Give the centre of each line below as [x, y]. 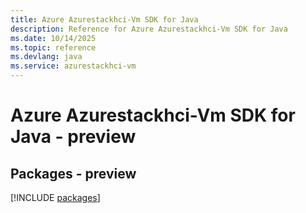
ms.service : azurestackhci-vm [73, 66]
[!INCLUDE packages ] [55, 197]
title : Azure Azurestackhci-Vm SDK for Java [104, 19]
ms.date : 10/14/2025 [53, 38]
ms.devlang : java [46, 57]
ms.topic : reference [53, 47]
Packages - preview [73, 173]
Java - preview [73, 137]
